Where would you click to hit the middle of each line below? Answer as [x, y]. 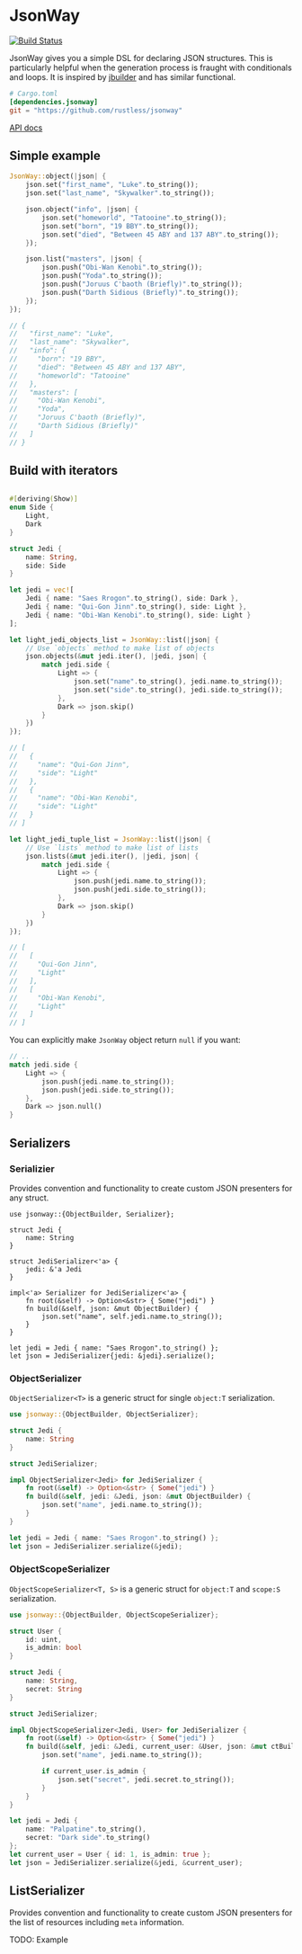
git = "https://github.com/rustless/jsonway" [96, 110]
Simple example [55, 155]
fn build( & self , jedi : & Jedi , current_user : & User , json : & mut [147, 1747]
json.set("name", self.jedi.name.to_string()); [132, 1316]
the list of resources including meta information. [97, 1922]
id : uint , [44, 1639]
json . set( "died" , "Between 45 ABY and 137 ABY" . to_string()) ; [160, 235]
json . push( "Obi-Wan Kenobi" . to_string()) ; [122, 268]
